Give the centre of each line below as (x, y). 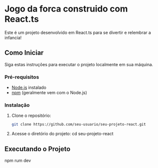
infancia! (13, 38)
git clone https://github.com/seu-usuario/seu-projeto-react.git (79, 125)
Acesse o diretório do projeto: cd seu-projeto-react (63, 134)
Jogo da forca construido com (66, 9)
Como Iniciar (24, 53)
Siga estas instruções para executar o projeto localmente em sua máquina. (79, 64)
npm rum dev (18, 161)
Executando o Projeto (37, 149)
